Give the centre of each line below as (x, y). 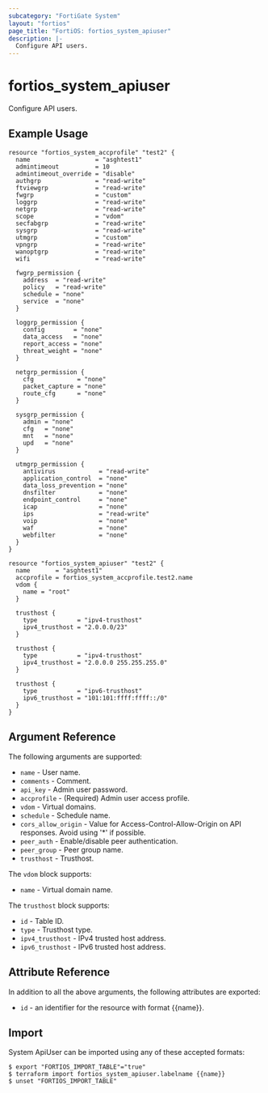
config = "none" (63, 330)
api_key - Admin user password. (73, 789)
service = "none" (54, 301)
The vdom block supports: (50, 874)
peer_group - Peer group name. (71, 849)
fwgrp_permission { (48, 273)
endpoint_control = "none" (75, 500)
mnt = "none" (48, 436)
